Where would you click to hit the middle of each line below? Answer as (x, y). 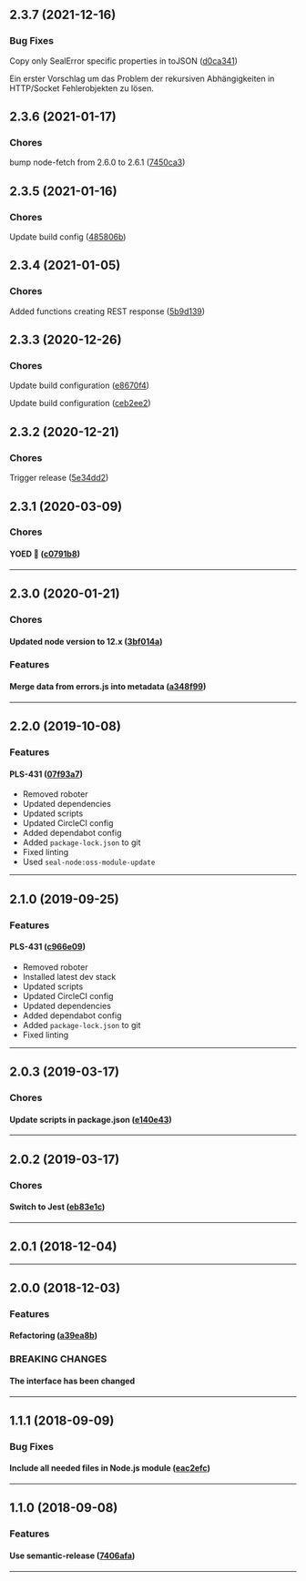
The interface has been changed (72, 1381)
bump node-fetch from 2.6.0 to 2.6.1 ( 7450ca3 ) (97, 162)
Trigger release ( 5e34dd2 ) (59, 478)
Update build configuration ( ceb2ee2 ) (81, 403)
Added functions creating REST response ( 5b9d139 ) (107, 311)
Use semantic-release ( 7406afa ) (72, 1555)
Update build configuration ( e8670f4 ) (80, 385)
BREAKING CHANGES (58, 1359)
